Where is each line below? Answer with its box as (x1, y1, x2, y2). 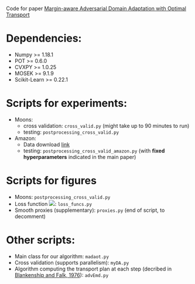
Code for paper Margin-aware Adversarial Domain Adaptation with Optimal (6, 5, 186, 12)
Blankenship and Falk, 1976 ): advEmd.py (14, 271, 109, 278)
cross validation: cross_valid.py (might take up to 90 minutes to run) (23, 122, 190, 129)
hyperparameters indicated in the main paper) (23, 153, 136, 160)
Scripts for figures (6, 174, 97, 187)
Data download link (23, 141, 70, 148)
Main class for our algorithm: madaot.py (14, 252, 110, 260)
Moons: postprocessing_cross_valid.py (14, 193, 111, 200)
